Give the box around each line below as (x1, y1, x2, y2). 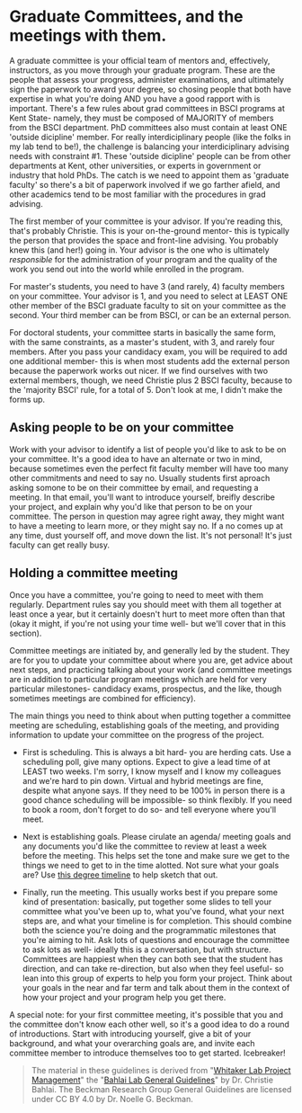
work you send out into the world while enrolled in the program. (9, 263, 244, 274)
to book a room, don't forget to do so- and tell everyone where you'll (22, 804, 277, 815)
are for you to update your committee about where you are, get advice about (9, 654, 293, 665)
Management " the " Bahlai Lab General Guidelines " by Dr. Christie (31, 1074, 274, 1085)
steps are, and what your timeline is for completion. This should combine (22, 915, 292, 926)
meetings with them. (9, 25, 167, 46)
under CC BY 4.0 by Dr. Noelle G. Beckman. (31, 1093, 193, 1104)
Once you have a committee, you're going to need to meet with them (9, 589, 263, 600)
